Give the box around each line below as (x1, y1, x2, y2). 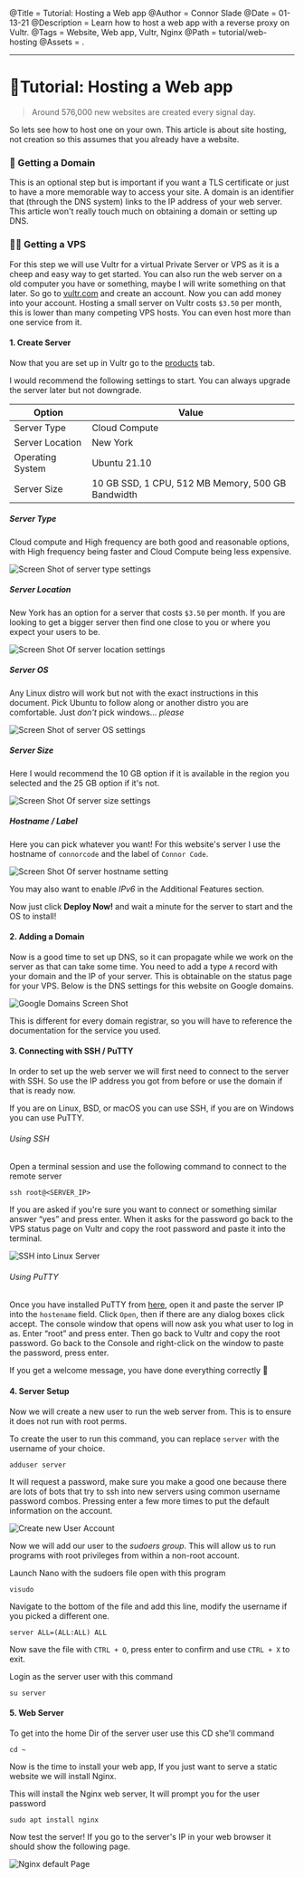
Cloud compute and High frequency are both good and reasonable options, (9, 536, 290, 547)
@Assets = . (39, 36, 84, 47)
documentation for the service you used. (9, 1025, 161, 1035)
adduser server (9, 1460, 67, 1469)
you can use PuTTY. (9, 1112, 85, 1122)
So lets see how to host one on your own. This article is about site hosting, (9, 124, 287, 135)
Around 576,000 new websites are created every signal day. (31, 106, 256, 117)
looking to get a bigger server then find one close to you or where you (9, 616, 271, 628)
